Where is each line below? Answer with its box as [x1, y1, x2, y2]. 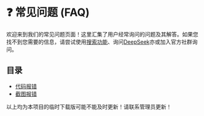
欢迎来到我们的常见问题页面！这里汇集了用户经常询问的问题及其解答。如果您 [6, 30, 199, 38]
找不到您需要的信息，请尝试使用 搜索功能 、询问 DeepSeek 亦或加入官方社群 [6, 38, 192, 46]
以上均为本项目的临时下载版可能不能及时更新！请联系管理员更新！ [6, 103, 172, 110]
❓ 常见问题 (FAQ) [6, 5, 90, 19]
